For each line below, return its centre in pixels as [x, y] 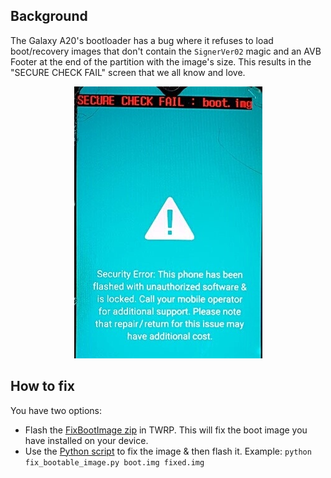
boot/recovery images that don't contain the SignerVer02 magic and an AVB [166, 51]
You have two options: [56, 410]
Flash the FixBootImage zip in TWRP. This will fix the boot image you [166, 430]
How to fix [42, 386]
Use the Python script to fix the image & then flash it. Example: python [168, 451]
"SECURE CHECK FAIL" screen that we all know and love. [128, 72]
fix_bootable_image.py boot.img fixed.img [114, 462]
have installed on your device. [86, 440]
